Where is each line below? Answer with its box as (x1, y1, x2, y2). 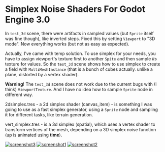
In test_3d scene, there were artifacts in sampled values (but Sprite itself (5, 30, 154, 36)
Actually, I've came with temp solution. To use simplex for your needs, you (5, 51, 156, 56)
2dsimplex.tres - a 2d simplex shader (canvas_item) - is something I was (5, 101, 152, 107)
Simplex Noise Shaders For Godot (5, 3, 145, 15)
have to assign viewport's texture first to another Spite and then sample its (5, 55, 157, 61)
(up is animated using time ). (5, 132, 63, 138)
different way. (5, 92, 33, 98)
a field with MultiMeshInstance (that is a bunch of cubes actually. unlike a (5, 66, 153, 72)
